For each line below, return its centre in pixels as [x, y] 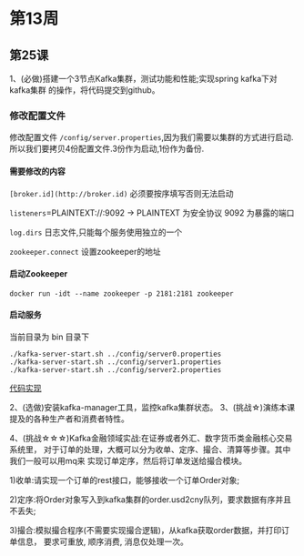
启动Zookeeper [39, 274]
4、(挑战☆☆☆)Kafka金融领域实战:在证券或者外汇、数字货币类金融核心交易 [151, 438]
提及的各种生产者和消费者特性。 [69, 419]
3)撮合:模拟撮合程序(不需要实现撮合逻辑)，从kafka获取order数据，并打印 [146, 530]
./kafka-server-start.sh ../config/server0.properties [116, 354]
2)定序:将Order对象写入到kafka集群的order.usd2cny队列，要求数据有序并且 [151, 499]
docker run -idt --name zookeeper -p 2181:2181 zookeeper [122, 293]
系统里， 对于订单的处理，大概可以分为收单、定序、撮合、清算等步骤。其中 [150, 449]
